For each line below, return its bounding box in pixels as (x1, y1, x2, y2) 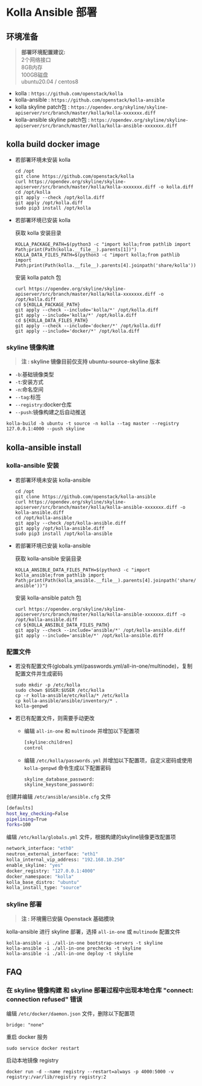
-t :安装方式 (14, 379, 44, 386)
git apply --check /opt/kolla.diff (14, 194, 105, 200)
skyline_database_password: (24, 776, 95, 782)
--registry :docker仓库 (14, 401, 72, 408)
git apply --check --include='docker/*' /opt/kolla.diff (14, 322, 162, 329)
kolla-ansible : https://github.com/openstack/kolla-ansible (14, 96, 165, 103)
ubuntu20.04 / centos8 (21, 78, 78, 85)
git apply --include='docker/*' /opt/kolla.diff (14, 328, 140, 334)
